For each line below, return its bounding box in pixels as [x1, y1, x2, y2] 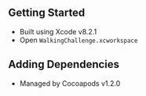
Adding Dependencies [8, 58, 120, 71]
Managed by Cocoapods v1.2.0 [19, 78, 121, 88]
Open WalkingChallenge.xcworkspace [19, 35, 138, 44]
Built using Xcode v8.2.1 [19, 27, 97, 36]
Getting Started [8, 6, 86, 20]
